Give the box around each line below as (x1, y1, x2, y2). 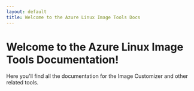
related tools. (6, 79, 39, 86)
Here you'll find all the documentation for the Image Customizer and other (6, 72, 189, 80)
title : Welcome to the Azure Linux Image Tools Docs (6, 14, 141, 20)
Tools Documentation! (6, 53, 119, 66)
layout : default (6, 8, 47, 15)
